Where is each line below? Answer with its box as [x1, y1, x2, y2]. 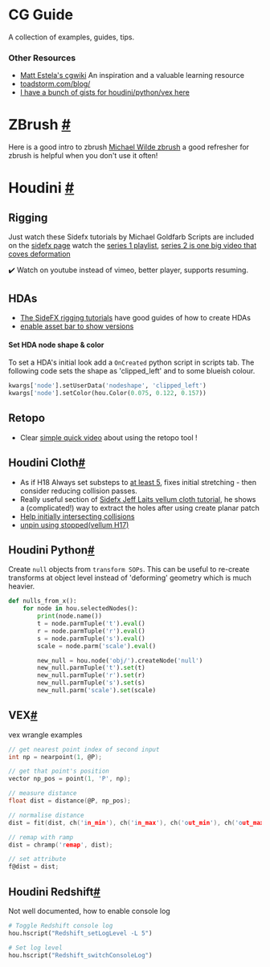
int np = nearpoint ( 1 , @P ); [8, 753, 103, 761]
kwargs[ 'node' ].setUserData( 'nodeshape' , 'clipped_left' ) [8, 381, 207, 390]
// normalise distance [8, 811, 84, 819]
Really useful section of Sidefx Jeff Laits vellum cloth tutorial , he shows [19, 494, 256, 504]
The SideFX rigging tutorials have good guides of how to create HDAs [19, 312, 252, 322]
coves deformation [8, 249, 71, 259]
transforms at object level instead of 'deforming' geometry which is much [8, 573, 252, 583]
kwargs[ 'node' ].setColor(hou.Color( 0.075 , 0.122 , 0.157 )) [8, 390, 207, 398]
